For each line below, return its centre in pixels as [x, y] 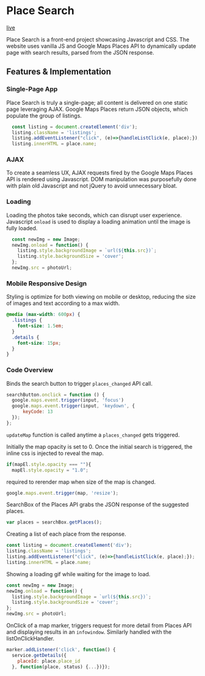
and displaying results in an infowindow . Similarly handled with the [89, 632]
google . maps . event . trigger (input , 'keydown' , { [74, 406]
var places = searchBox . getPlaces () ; [54, 522]
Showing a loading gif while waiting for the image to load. [78, 574]
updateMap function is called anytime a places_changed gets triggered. [93, 435]
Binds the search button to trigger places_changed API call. [79, 383]
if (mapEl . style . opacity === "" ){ [49, 464]
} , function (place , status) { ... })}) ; [61, 667]
